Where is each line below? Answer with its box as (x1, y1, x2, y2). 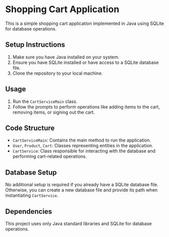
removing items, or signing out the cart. (12, 109, 95, 115)
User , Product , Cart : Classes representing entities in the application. (12, 143, 153, 149)
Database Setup (5, 168, 57, 177)
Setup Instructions (5, 41, 65, 49)
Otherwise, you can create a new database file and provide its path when (5, 187, 158, 193)
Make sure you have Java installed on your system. (12, 54, 120, 60)
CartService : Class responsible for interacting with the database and (12, 148, 156, 154)
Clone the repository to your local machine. (12, 70, 103, 76)
